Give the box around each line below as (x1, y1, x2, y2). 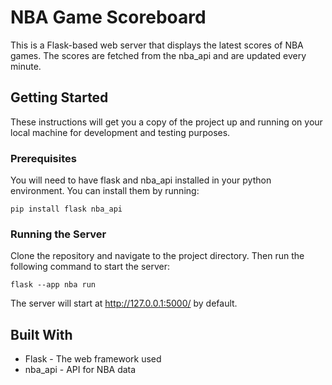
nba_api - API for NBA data (24, 364, 137, 376)
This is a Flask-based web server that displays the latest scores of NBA (10, 39, 304, 51)
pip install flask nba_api (10, 204, 123, 215)
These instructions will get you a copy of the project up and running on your (10, 116, 323, 128)
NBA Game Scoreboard (10, 6, 207, 29)
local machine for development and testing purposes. (10, 126, 231, 138)
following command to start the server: (10, 261, 171, 273)
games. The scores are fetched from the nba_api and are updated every (10, 49, 307, 61)
